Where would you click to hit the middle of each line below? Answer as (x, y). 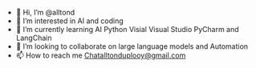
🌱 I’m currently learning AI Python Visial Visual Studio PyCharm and (127, 29)
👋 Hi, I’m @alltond (45, 12)
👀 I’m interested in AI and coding (70, 21)
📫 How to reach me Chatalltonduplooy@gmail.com (101, 55)
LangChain (34, 38)
